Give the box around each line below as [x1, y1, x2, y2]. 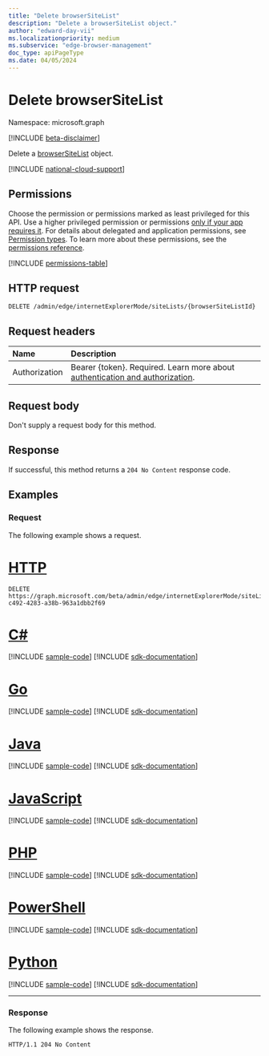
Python [8, 953, 58, 971]
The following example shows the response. [8, 1026, 154, 1035]
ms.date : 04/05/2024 [8, 57, 78, 65]
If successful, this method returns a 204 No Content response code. [8, 464, 231, 474]
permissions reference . [8, 242, 85, 253]
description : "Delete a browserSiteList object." [8, 19, 178, 27]
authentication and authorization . [70, 372, 195, 383]
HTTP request [8, 281, 80, 295]
